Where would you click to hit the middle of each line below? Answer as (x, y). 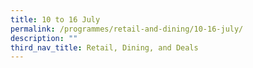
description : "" (44, 38)
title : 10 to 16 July (55, 19)
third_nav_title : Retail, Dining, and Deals (104, 47)
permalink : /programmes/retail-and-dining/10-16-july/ (127, 29)
